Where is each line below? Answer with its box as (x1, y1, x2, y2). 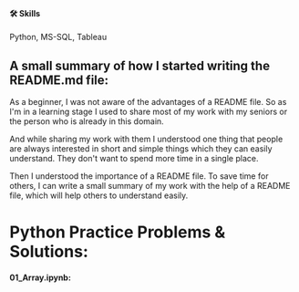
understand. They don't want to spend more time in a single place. (9, 153, 259, 164)
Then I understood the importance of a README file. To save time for (9, 171, 269, 182)
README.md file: (9, 72, 109, 88)
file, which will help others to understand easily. (9, 190, 189, 201)
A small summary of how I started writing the (9, 57, 271, 73)
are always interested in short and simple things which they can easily (9, 143, 273, 154)
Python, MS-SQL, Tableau (9, 32, 108, 43)
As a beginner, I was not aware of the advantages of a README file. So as (9, 97, 287, 108)
